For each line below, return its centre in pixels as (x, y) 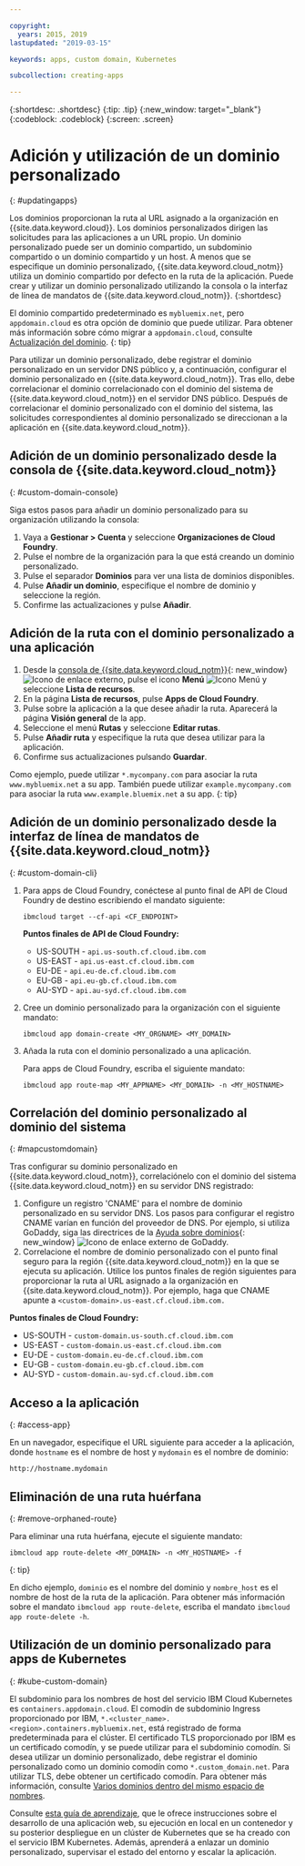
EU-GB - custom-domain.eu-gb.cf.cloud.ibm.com (113, 1364)
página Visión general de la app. (84, 718)
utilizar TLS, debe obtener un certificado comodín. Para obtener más (138, 1776)
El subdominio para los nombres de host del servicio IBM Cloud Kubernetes (151, 1699)
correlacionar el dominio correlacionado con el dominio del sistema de (142, 389)
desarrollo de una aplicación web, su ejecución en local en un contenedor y (151, 1822)
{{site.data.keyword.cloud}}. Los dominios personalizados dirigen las (139, 228)
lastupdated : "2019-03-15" (61, 43)
